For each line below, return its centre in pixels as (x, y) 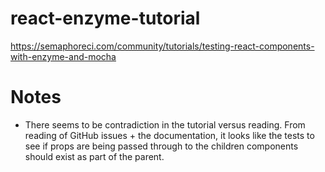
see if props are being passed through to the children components (161, 146)
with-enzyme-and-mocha (63, 56)
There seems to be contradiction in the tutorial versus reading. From (165, 124)
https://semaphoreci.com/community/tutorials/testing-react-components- (162, 46)
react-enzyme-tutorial (105, 18)
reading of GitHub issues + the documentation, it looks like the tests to (169, 135)
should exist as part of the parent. (94, 156)
